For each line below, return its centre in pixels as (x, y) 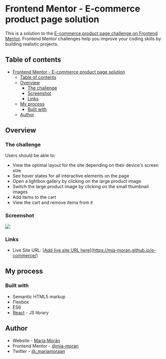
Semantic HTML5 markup (39, 296)
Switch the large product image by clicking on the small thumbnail (80, 187)
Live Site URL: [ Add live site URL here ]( (53, 250)
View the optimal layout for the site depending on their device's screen (86, 165)
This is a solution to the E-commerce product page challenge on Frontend (81, 33)
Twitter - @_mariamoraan (39, 351)
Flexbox (21, 302)
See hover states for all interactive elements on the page (71, 176)
